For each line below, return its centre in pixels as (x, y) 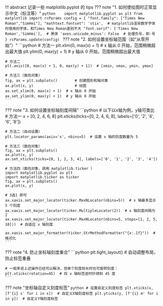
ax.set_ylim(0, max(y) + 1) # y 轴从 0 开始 (51, 96)
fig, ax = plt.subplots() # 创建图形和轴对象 (57, 81)
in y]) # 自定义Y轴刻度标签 (32, 299)
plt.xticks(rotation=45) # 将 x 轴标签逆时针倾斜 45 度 (60, 274)
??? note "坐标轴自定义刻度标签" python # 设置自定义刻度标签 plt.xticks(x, (79, 288)
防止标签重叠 (18, 258)
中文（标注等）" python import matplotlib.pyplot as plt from (76, 13)
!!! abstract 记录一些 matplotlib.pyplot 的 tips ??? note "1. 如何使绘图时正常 (79, 7)
